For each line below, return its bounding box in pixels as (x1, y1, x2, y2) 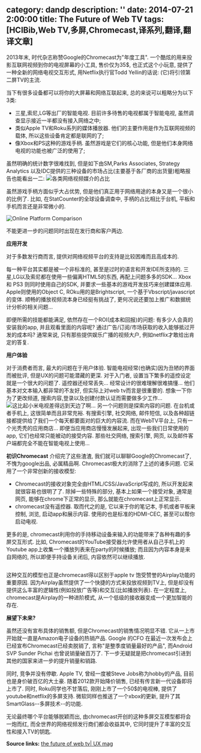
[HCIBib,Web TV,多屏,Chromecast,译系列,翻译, (6, 25, 184, 36)
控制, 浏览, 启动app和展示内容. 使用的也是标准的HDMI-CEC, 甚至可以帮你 (14, 510, 195, 517)
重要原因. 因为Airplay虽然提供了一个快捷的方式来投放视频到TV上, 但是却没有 (6, 578, 194, 586)
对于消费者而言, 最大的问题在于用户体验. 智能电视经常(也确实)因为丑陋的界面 (6, 364, 195, 371)
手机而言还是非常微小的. (6, 202, 66, 210)
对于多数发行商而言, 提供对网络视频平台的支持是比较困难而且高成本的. (6, 252, 179, 260)
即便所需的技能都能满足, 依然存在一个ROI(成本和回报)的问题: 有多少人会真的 (6, 316, 193, 323)
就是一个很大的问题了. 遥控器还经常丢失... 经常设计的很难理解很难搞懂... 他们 (6, 379, 195, 386)
